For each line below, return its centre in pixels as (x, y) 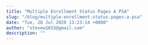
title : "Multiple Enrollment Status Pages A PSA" (68, 11)
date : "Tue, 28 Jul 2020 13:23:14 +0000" (57, 22)
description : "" (26, 33)
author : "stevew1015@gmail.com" (45, 28)
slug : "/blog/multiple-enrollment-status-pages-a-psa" (74, 17)
